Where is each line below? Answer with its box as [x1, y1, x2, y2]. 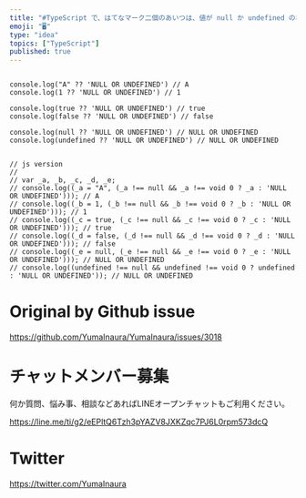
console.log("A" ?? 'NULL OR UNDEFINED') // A [9, 80, 189, 89]
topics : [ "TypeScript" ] [9, 38, 100, 48]
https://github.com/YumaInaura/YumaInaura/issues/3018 [9, 331, 223, 342]
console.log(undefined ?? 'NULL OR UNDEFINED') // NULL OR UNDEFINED [9, 136, 280, 146]
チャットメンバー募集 [9, 366, 169, 387]
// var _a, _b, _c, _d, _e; [9, 176, 117, 185]
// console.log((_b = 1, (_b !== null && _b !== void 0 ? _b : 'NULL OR [9, 199, 291, 209]
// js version [9, 160, 64, 169]
